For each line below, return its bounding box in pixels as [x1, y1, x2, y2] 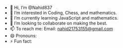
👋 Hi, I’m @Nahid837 [9, 5, 53, 10]
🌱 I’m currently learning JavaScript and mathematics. [9, 15, 119, 21]
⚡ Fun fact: [9, 38, 32, 44]
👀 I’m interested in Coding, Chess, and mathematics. [9, 10, 117, 16]
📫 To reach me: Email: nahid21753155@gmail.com [9, 26, 113, 31]
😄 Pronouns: [9, 33, 37, 39]
